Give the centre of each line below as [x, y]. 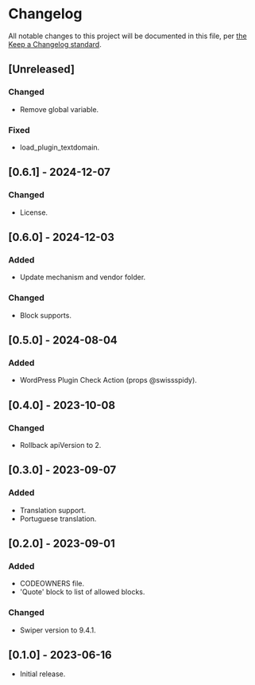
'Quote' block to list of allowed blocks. [82, 592]
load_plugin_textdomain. [60, 147]
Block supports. [45, 315]
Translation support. [52, 510]
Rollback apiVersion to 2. [60, 445]
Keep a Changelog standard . [55, 44]
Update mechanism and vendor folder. [83, 277]
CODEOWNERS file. [52, 584]
